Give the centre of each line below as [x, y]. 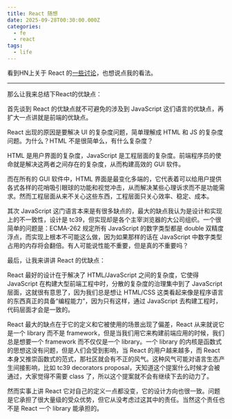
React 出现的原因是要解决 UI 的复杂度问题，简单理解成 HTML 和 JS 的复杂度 [115, 132]
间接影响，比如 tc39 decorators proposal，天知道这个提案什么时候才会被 [116, 367]
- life [23, 53]
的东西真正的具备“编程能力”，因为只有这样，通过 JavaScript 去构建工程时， [115, 301]
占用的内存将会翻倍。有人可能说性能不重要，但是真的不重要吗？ [98, 245]
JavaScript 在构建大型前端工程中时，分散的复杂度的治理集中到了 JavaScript [115, 283]
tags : [15, 46]
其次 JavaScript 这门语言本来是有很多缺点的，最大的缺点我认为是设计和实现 [115, 211]
